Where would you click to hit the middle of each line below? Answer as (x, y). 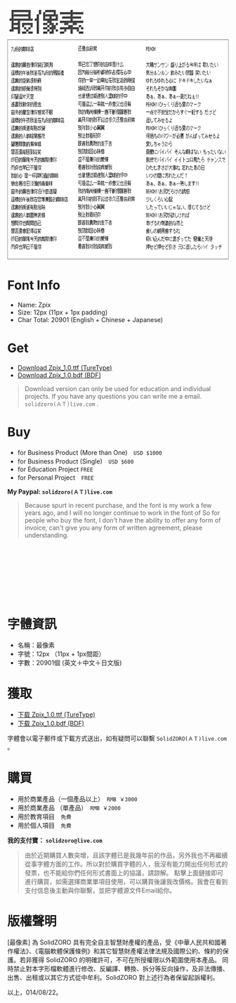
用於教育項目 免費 (44, 816)
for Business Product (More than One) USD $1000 (90, 452)
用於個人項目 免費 (44, 825)
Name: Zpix (34, 305)
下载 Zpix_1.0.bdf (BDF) (51, 723)
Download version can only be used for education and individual (118, 388)
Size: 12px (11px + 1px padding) (63, 312)
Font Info (34, 285)
